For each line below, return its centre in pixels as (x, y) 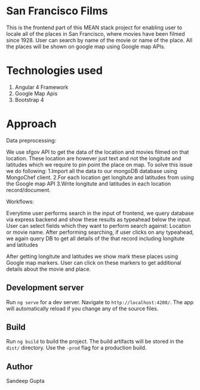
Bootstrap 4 (29, 100)
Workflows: (20, 202)
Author (19, 366)
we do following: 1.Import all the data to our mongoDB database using (92, 171)
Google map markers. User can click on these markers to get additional (94, 262)
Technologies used (55, 71)
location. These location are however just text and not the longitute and (94, 158)
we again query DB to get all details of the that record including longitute (96, 238)
